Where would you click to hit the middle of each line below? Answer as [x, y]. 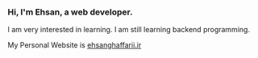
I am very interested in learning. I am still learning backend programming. [129, 30]
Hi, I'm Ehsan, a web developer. [70, 12]
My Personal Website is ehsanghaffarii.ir [75, 45]
